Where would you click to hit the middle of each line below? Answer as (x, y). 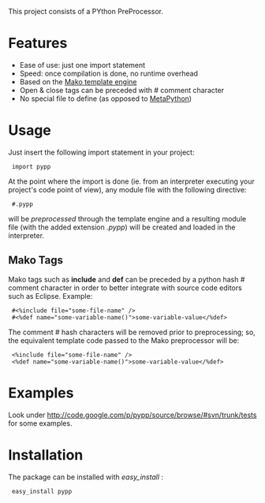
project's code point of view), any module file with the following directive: (127, 189)
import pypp (31, 166)
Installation (46, 455)
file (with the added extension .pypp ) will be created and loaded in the (122, 227)
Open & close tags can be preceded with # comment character (122, 90)
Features (38, 43)
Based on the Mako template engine (78, 81)
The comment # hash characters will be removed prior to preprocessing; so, (132, 332)
